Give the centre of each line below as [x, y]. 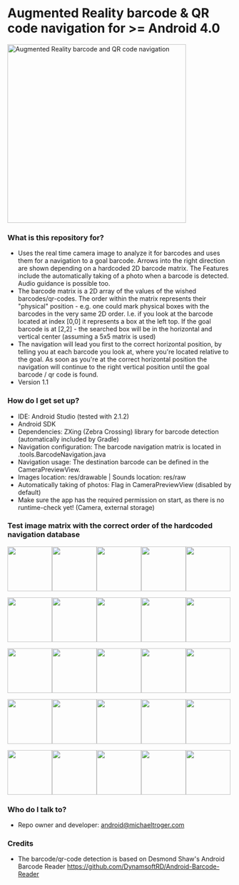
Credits [20, 844]
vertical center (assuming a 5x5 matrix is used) [87, 336]
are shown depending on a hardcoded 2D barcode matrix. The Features [123, 269]
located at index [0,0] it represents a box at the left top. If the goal [115, 321]
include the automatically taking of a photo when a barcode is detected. [123, 276]
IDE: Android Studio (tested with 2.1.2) [73, 416]
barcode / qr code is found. [58, 375]
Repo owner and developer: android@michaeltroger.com [101, 825]
